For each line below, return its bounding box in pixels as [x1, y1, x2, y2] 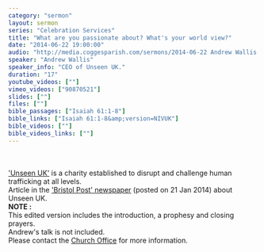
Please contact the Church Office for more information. [8, 235, 188, 245]
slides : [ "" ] [8, 93, 52, 101]
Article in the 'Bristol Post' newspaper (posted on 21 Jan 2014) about [8, 185, 233, 194]
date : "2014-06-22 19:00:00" [8, 41, 105, 49]
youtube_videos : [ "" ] [8, 78, 80, 86]
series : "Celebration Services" [8, 26, 115, 34]
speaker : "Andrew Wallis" [8, 56, 94, 64]
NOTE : [8, 201, 32, 211]
